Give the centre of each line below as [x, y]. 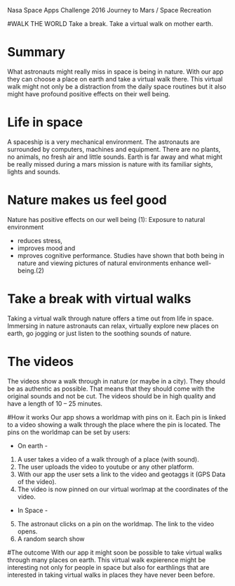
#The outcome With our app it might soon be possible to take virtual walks [115, 552]
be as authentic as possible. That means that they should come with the [111, 389]
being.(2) [31, 271]
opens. [27, 531]
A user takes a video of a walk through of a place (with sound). [108, 459]
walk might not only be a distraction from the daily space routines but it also [117, 86]
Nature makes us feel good [87, 200]
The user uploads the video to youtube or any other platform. [106, 467]
